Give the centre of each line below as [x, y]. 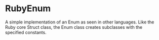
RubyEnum [28, 9]
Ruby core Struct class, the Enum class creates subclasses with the [74, 27]
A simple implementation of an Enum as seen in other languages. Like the [80, 22]
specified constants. [26, 32]
